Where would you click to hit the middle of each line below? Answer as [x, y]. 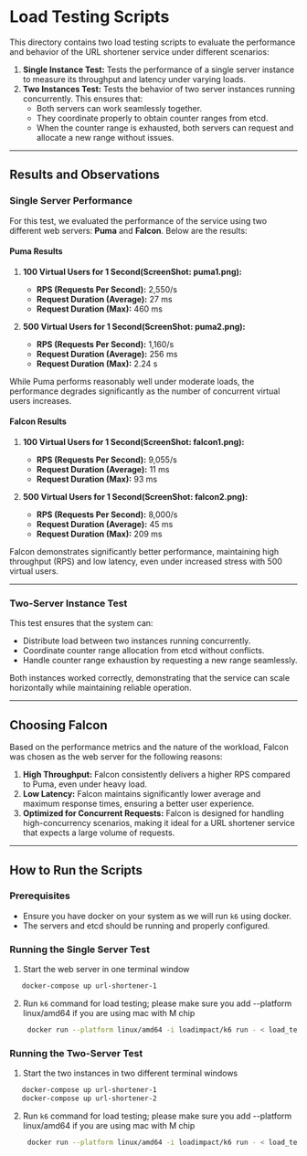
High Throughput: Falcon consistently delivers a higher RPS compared [156, 775]
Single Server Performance [71, 201]
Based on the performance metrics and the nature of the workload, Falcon [149, 748]
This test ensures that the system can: [81, 623]
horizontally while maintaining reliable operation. [101, 688]
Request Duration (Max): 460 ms [99, 309]
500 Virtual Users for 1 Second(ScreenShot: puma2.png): [134, 326]
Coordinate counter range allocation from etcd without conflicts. [143, 651]
